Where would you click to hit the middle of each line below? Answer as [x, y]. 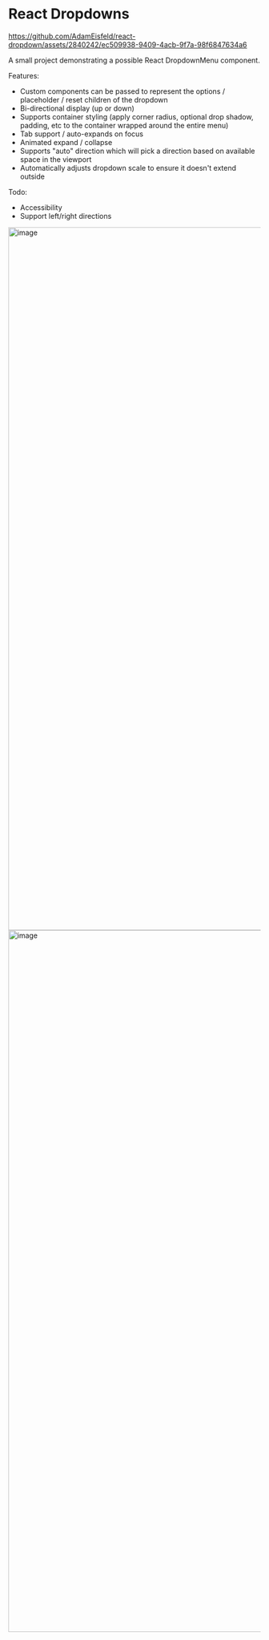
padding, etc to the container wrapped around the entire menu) [124, 125]
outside [32, 176]
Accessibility [41, 207]
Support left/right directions [66, 216]
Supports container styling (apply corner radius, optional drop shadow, [137, 116]
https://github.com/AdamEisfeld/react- [72, 36]
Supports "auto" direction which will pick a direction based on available [137, 151]
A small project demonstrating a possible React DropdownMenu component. [134, 60]
